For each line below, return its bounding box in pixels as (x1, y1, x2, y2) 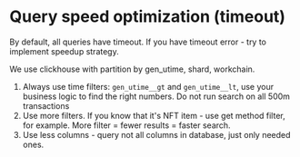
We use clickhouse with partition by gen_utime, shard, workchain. (9, 64, 255, 74)
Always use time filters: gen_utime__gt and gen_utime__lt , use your (22, 81, 275, 92)
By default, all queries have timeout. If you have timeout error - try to (9, 36, 266, 47)
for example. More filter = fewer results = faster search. (22, 120, 231, 131)
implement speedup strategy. (9, 45, 120, 56)
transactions (22, 100, 70, 111)
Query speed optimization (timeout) (9, 6, 286, 27)
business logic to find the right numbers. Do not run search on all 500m (22, 91, 291, 102)
